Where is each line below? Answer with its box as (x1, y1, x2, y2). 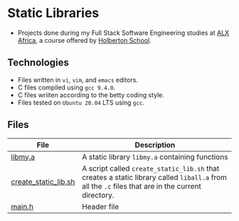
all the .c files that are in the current (81, 181, 201, 191)
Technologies (7, 57, 70, 69)
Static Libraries (7, 5, 100, 21)
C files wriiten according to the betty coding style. (17, 90, 165, 99)
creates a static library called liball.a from (81, 172, 228, 182)
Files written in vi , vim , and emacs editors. (17, 75, 139, 84)
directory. (81, 190, 115, 200)
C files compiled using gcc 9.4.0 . (17, 83, 116, 92)
